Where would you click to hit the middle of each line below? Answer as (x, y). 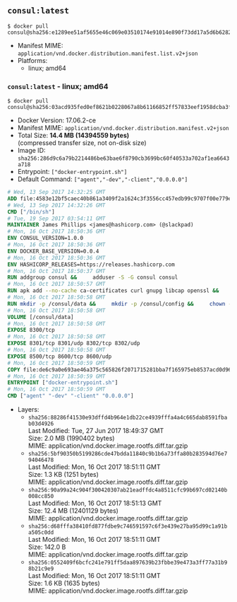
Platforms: (32, 60)
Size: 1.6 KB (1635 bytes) (64, 584)
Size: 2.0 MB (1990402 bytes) (71, 439)
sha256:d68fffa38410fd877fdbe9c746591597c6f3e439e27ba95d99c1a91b (128, 526)
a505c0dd (41, 533)
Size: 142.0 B (47, 547)
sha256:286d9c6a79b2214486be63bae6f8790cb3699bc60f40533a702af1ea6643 (123, 158)
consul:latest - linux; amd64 (58, 86)
